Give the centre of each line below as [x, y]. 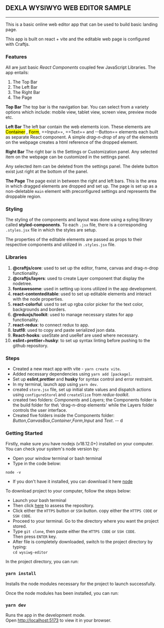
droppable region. [24, 196]
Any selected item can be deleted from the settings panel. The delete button [82, 166]
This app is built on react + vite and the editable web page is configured [78, 39]
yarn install [21, 574]
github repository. [30, 345]
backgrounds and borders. [39, 309]
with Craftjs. [18, 44]
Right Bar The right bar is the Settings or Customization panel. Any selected [82, 152]
